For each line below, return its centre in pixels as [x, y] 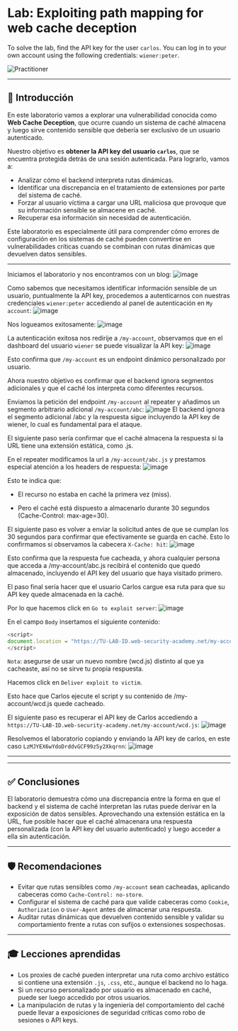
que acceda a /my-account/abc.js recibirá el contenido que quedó [104, 565]
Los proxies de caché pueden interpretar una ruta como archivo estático [123, 974]
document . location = [38, 641]
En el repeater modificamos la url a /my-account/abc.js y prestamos [107, 459]
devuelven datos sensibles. [47, 254]
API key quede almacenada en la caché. [66, 594]
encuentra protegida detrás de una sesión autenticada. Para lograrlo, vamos [119, 159]
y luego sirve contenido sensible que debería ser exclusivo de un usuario [114, 130]
